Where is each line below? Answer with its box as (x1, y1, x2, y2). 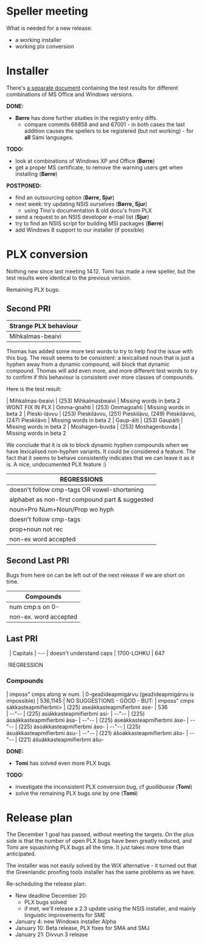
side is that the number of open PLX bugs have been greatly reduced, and (6, 837, 192, 845)
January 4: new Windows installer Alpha (15, 918, 117, 925)
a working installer (15, 36, 62, 43)
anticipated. (6, 850, 37, 858)
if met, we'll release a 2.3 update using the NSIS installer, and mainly (24, 905, 196, 912)
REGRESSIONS (60, 475, 104, 484)
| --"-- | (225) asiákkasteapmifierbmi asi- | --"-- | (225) (6, 710, 145, 717)
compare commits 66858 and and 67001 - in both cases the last (24, 121, 185, 128)
